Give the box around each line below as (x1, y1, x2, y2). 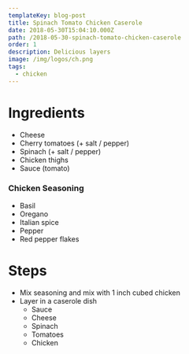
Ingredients (8, 104, 85, 122)
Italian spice (19, 217, 59, 227)
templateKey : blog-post (8, 11, 87, 20)
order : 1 (8, 41, 37, 49)
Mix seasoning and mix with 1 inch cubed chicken (19, 288, 181, 297)
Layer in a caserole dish (19, 296, 97, 305)
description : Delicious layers (8, 48, 111, 56)
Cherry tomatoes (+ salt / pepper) (19, 138, 130, 148)
